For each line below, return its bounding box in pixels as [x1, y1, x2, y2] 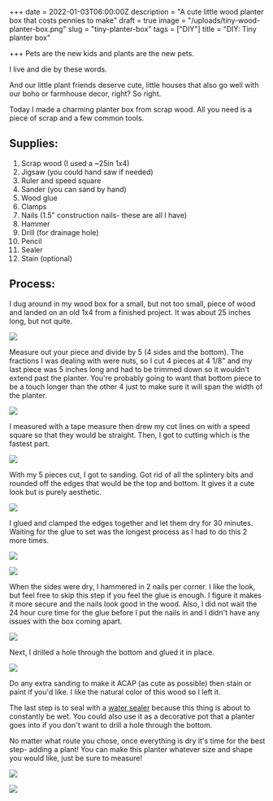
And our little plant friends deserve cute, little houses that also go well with [9, 81, 259, 90]
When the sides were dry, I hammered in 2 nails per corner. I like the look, [9, 581, 256, 591]
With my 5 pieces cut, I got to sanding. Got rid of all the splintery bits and [9, 470, 253, 479]
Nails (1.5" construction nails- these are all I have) [20, 210, 188, 220]
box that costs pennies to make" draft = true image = [9, 15, 186, 25]
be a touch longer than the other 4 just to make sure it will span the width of [9, 382, 263, 392]
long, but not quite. [9, 316, 73, 326]
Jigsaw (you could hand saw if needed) [20, 167, 154, 177]
